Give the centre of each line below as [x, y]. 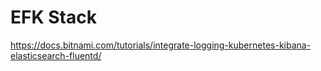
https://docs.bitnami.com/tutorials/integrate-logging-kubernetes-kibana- [161, 45]
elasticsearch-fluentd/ [56, 55]
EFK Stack [53, 17]
